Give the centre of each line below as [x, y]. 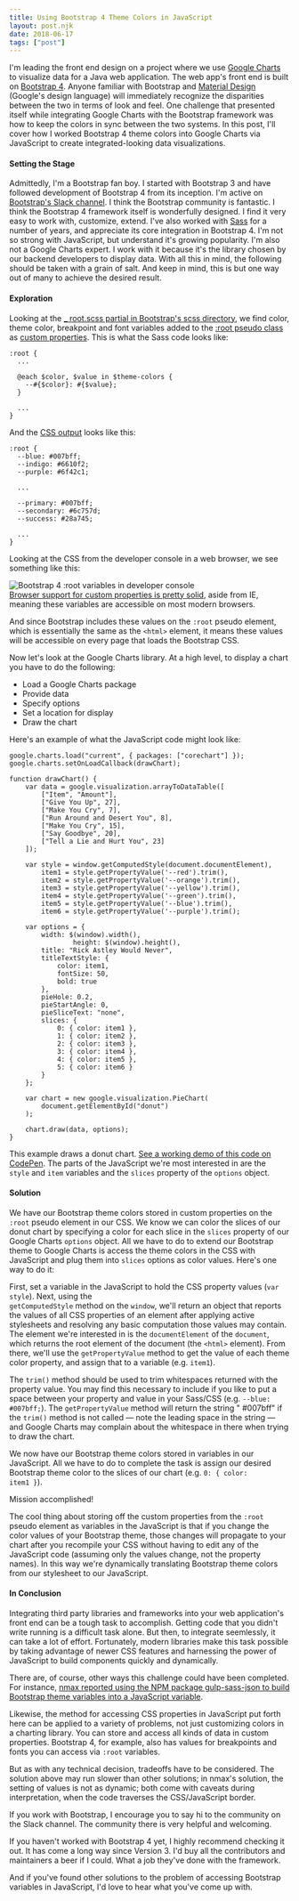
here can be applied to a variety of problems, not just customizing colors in [147, 1724]
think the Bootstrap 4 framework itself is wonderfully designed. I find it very [148, 212]
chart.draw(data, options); [77, 1129]
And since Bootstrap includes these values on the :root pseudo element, [143, 621]
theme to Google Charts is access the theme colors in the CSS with [133, 1250]
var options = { [56, 926]
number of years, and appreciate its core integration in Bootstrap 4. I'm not [146, 231]
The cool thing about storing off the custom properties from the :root [137, 1516]
